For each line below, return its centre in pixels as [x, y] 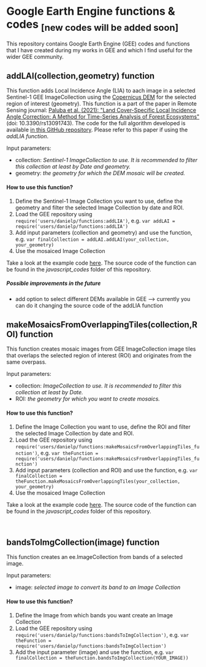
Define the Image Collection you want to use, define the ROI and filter [103, 427]
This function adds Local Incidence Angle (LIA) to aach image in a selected [101, 91]
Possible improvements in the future [54, 283]
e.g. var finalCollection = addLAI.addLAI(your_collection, [92, 239]
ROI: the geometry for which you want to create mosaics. [88, 399]
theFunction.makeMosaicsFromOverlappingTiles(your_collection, [98, 481]
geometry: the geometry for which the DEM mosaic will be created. [100, 173]
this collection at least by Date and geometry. [73, 166]
